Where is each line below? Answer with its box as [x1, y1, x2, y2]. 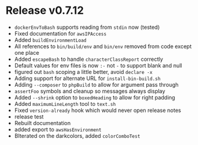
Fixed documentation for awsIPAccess [14, 29, 107, 37]
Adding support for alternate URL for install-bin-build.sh [14, 75, 161, 82]
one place [14, 49, 40, 56]
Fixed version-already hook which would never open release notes [14, 106, 181, 114]
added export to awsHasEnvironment [14, 126, 102, 133]
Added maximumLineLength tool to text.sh [14, 100, 116, 107]
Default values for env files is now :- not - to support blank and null [14, 61, 182, 69]
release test [14, 113, 44, 120]
